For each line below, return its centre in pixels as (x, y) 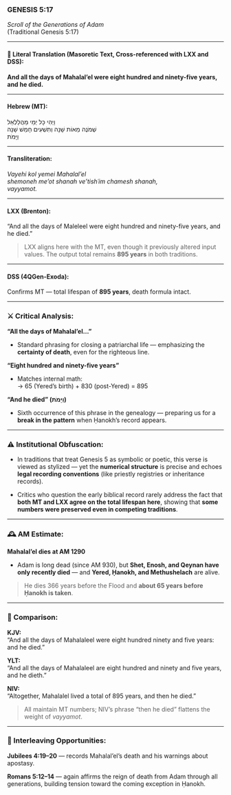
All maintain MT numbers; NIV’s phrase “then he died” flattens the (117, 709)
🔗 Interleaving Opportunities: (57, 741)
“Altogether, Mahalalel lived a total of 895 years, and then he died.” (102, 696)
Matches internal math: (49, 379)
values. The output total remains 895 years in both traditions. (111, 254)
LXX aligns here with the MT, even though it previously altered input (120, 247)
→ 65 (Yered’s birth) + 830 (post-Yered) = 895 (82, 386)
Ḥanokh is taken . (48, 593)
